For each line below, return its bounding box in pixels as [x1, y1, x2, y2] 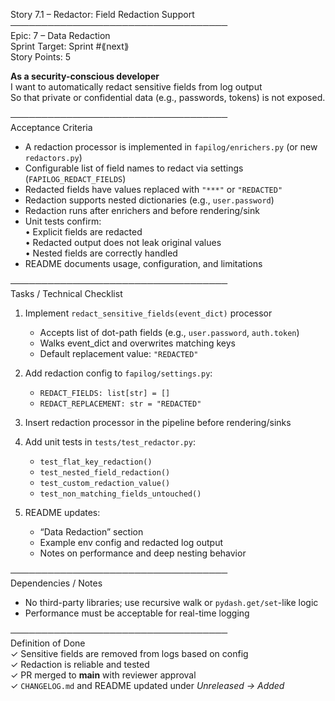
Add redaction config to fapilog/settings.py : [24, 367, 213, 379]
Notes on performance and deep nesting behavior [39, 547, 247, 559]
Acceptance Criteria [10, 122, 93, 133]
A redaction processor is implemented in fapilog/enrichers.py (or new [24, 141, 318, 153]
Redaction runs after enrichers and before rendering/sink [24, 205, 260, 216]
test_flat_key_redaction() [39, 457, 153, 467]
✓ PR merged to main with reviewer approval [10, 669, 197, 681]
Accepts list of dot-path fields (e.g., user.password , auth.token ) [39, 327, 300, 338]
